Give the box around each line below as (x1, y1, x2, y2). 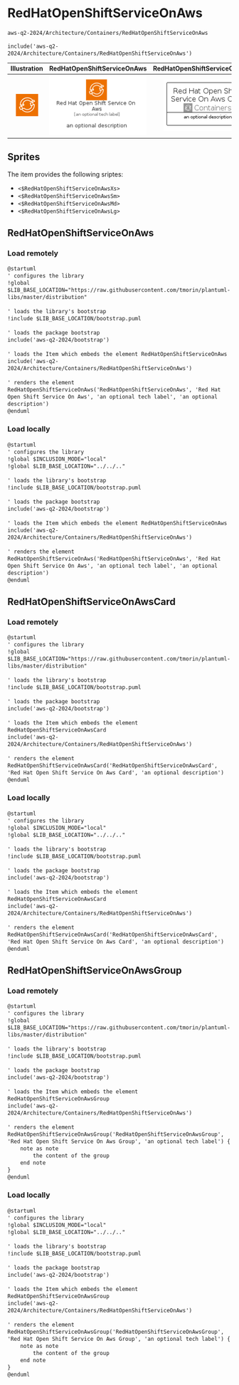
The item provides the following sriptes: (7, 169, 124, 179)
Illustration (10, 64, 44, 73)
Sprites (7, 151, 41, 163)
